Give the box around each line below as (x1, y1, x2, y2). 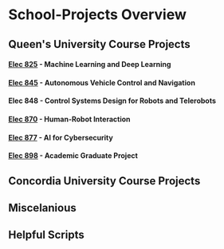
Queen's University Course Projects (8, 38, 191, 51)
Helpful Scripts (8, 228, 85, 242)
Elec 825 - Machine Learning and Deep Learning (8, 60, 171, 69)
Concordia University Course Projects (8, 174, 201, 188)
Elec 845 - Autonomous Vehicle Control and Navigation (8, 77, 195, 87)
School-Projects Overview (8, 6, 187, 24)
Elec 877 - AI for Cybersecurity (8, 132, 113, 142)
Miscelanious (8, 201, 77, 215)
